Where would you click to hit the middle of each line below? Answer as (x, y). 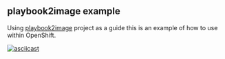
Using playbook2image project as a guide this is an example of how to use (112, 27)
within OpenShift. (32, 35)
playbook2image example (64, 11)
